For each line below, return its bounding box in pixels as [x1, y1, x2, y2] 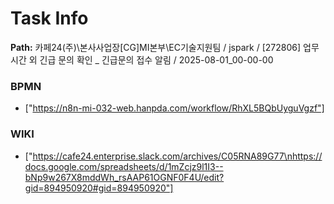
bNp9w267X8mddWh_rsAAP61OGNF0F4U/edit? [24, 171, 225, 183]
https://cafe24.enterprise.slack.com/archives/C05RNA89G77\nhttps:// [32, 150, 323, 162]
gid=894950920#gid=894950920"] [24, 182, 174, 194]
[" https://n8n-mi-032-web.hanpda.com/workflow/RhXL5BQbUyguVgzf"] [24, 102, 325, 114]
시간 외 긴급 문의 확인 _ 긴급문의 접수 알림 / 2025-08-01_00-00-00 [10, 53, 274, 66]
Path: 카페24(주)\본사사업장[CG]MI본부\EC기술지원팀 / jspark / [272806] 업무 [10, 41, 320, 53]
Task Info [10, 7, 89, 30]
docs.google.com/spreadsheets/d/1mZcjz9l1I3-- [24, 160, 224, 172]
